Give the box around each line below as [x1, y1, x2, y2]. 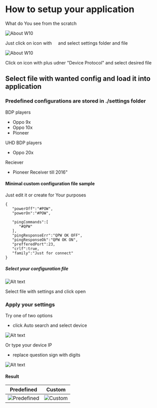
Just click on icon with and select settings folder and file [5, 40, 128, 46]
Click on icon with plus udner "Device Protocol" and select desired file [5, 59, 152, 65]
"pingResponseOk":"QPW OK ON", [12, 237, 78, 242]
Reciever [5, 159, 24, 165]
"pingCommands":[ [12, 219, 49, 224]
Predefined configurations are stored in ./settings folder [5, 97, 146, 105]
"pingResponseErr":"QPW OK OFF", [12, 232, 83, 238]
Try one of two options [5, 313, 53, 319]
